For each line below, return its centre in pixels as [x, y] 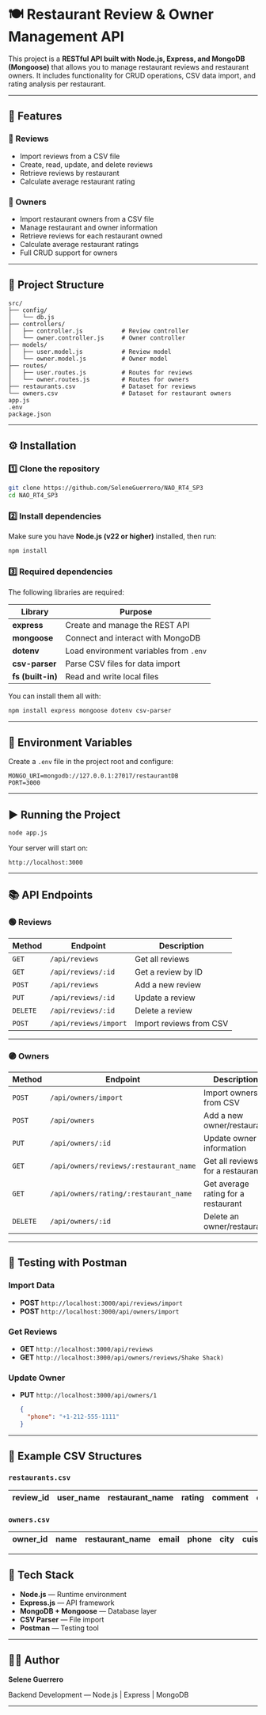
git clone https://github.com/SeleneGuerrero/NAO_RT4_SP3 [106, 488]
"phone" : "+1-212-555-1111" [74, 1417]
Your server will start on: [48, 848]
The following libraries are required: [66, 592]
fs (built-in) [35, 676]
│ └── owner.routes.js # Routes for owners [99, 379]
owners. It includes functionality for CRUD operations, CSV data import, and [132, 75]
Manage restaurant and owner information [89, 227]
